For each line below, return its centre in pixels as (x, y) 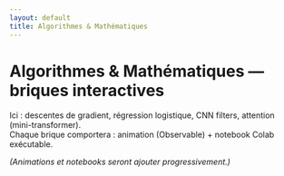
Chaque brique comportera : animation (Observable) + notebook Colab (142, 135)
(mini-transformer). (45, 125)
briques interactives (87, 90)
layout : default (40, 18)
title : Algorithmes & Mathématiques (78, 26)
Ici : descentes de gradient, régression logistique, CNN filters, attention (142, 115)
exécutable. (31, 144)
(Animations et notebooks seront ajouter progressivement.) (120, 162)
